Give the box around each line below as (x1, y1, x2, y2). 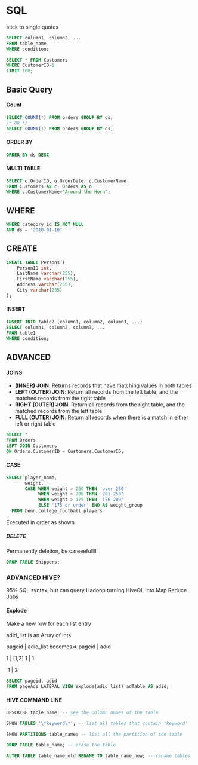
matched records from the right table (14, 395, 106, 402)
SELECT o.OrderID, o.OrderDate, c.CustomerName (6, 178, 127, 184)
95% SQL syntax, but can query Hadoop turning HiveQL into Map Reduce (6, 587, 187, 594)
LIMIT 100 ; (6, 68, 33, 74)
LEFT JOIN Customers (6, 443, 58, 449)
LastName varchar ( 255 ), (17, 270, 76, 277)
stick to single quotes (6, 23, 59, 30)
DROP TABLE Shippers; (6, 559, 60, 565)
